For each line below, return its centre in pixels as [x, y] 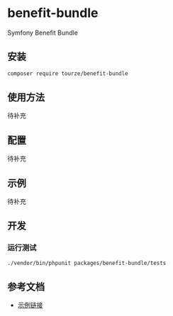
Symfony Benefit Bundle [43, 33]
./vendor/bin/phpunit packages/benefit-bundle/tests [87, 263]
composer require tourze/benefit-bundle [68, 73]
